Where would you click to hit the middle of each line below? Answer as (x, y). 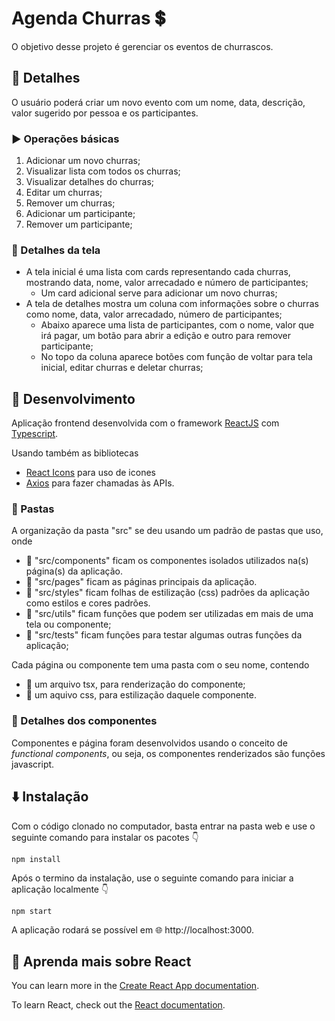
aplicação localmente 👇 (60, 889)
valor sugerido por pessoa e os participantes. (105, 113)
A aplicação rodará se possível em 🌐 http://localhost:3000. (133, 929)
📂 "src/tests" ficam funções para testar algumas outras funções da (164, 635)
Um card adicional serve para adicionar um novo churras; (159, 293)
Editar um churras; (64, 193)
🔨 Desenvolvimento (73, 398)
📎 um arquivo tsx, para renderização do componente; (135, 684)
